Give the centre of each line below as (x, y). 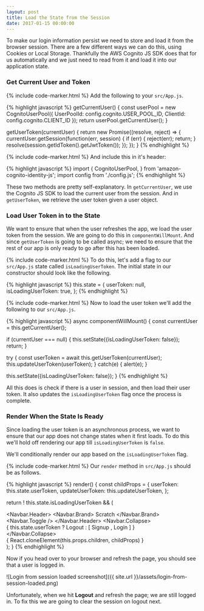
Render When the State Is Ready (55, 416)
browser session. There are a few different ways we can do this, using (94, 47)
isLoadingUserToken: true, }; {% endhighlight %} (67, 291)
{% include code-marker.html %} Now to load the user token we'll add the (99, 302)
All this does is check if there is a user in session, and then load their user (98, 388)
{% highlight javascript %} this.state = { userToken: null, (76, 284)
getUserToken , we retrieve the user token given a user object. (82, 200)
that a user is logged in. (36, 565)
